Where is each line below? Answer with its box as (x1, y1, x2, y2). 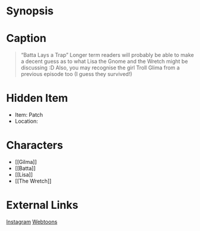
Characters (6, 139, 63, 152)
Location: (14, 118, 38, 125)
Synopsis (6, 4, 54, 18)
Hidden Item (6, 92, 69, 105)
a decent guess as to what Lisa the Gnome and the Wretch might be (20, 58, 188, 65)
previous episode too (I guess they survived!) (20, 71, 133, 78)
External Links (6, 199, 79, 212)
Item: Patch (14, 111, 44, 118)
